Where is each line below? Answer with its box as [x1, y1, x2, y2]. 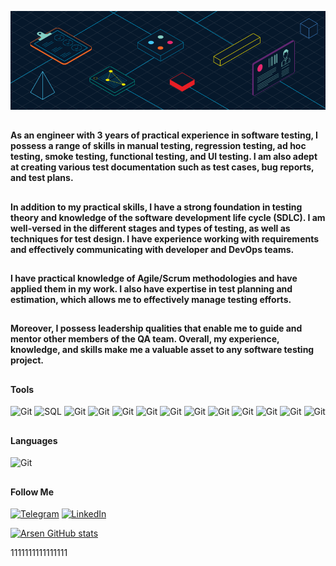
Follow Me [10, 486, 54, 498]
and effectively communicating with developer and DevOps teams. [10, 243, 295, 255]
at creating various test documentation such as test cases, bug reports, [10, 161, 315, 173]
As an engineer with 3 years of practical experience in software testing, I [10, 129, 318, 141]
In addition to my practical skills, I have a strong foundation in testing [10, 201, 303, 213]
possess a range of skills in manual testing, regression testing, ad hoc [10, 140, 307, 152]
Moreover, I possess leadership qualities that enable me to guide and [10, 322, 303, 335]
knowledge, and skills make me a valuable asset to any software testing [10, 344, 315, 356]
